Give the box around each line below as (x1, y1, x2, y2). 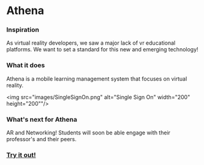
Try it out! (6, 151, 36, 159)
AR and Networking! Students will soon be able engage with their (6, 129, 170, 136)
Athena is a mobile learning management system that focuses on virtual (6, 75, 187, 82)
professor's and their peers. (6, 136, 77, 143)
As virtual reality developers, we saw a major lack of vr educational (6, 39, 176, 46)
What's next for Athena (6, 115, 78, 123)
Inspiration (6, 26, 40, 34)
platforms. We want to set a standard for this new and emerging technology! (6, 46, 198, 53)
